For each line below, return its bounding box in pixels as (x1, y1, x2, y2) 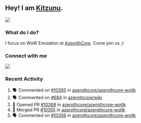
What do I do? (5, 29, 39, 36)
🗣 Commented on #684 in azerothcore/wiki (12, 94, 102, 100)
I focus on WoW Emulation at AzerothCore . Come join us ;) (5, 40, 124, 46)
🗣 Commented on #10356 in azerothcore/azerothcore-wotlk (12, 112, 136, 118)
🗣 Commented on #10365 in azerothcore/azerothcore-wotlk (12, 87, 136, 93)
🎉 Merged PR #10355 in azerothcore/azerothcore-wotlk (12, 107, 125, 113)
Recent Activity (5, 76, 44, 83)
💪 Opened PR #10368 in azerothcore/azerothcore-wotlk (12, 101, 126, 107)
